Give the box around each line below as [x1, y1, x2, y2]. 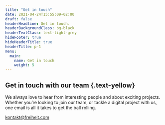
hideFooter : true [5, 35, 41, 40]
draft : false [5, 16, 32, 21]
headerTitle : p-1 [5, 44, 41, 49]
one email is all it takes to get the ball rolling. [5, 105, 96, 111]
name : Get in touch [14, 58, 55, 63]
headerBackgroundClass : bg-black [5, 26, 75, 31]
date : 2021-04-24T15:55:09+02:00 [5, 12, 75, 17]
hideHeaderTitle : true [5, 40, 52, 45]
